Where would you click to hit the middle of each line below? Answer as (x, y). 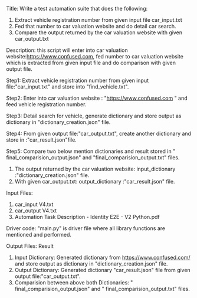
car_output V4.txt (36, 211)
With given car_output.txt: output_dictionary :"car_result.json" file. (95, 181)
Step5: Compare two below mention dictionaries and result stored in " (91, 151)
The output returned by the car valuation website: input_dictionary (95, 169)
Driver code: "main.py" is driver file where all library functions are (86, 228)
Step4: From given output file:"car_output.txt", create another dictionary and (99, 133)
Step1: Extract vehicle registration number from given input (78, 80)
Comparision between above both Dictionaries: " (74, 282)
